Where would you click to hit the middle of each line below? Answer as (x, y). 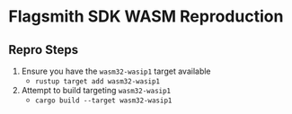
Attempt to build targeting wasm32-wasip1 (96, 90)
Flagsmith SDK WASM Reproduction (146, 17)
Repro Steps (43, 50)
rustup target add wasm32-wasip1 (97, 82)
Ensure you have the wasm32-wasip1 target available (116, 71)
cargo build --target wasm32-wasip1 (103, 101)
